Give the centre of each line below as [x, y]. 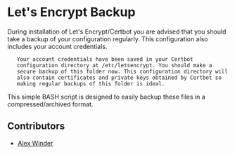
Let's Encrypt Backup [71, 12]
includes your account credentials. [57, 46]
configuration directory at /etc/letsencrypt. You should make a [114, 65]
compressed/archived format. [50, 104]
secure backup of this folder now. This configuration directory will [122, 71]
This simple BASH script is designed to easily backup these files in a [106, 97]
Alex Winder [35, 143]
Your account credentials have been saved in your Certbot [105, 59]
